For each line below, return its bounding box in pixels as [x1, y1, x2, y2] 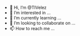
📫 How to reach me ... [9, 26, 55, 31]
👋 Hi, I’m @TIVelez [9, 5, 47, 10]
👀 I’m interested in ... [9, 10, 51, 16]
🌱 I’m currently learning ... [9, 15, 62, 20]
